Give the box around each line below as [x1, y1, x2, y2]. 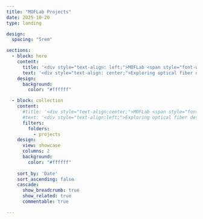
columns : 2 [22, 148, 50, 154]
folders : [28, 125, 50, 132]
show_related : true [22, 193, 71, 199]
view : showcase [22, 142, 61, 148]
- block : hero [11, 53, 47, 59]
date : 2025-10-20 [6, 14, 50, 21]
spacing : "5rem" [11, 37, 53, 43]
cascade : [17, 182, 39, 188]
